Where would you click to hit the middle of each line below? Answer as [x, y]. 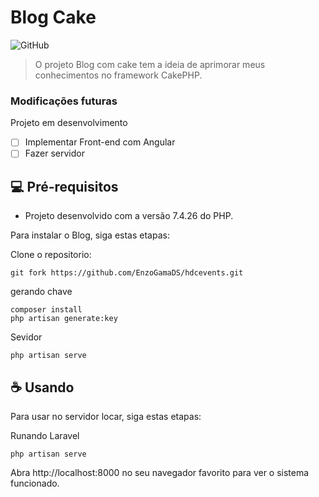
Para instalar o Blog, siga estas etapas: [90, 235]
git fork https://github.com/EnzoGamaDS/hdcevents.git [127, 273]
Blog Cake [53, 17]
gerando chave [41, 292]
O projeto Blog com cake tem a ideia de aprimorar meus [150, 64]
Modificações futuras [64, 101]
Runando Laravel [45, 435]
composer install [46, 310]
